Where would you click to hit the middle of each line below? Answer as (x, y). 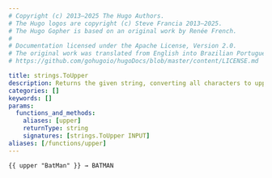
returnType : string (56, 129)
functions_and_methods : (55, 113)
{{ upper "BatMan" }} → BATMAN (61, 165)
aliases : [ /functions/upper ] (57, 143)
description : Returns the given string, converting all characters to (130, 83)
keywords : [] (30, 98)
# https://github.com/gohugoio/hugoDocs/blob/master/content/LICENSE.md (134, 61)
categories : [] (34, 91)
